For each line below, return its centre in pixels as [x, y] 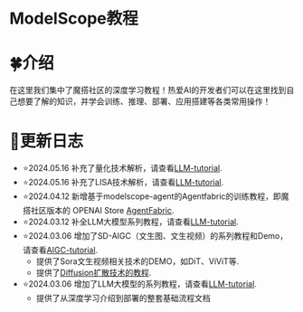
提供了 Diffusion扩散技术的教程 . [94, 273]
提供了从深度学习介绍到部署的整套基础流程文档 [123, 298]
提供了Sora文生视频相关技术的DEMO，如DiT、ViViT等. [137, 261]
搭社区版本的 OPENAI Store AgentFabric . [98, 211]
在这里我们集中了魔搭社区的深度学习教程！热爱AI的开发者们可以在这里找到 [148, 90]
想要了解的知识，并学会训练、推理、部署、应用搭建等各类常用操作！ [144, 101]
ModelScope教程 [74, 19]
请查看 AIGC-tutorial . [60, 251]
